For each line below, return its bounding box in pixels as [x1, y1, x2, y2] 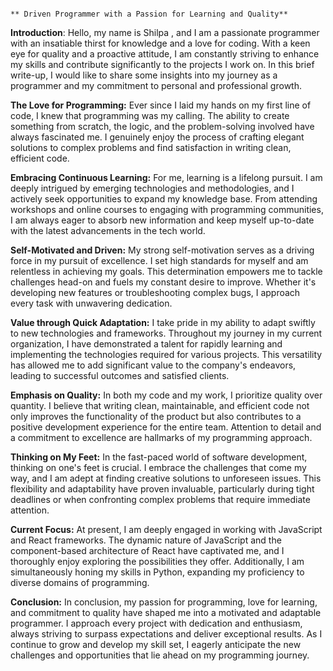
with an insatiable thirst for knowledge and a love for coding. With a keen [10, 37, 311, 49]
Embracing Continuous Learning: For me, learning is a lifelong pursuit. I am [10, 172, 323, 183]
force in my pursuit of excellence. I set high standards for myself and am [10, 255, 309, 266]
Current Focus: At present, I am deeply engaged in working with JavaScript [10, 524, 323, 535]
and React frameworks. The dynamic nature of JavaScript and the [10, 534, 282, 546]
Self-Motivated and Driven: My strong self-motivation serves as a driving [10, 244, 315, 256]
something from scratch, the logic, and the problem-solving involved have [10, 121, 315, 132]
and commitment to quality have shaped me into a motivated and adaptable [10, 607, 322, 618]
